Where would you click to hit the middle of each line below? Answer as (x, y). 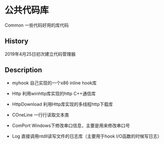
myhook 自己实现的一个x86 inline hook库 (54, 83)
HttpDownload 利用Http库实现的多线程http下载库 (62, 104)
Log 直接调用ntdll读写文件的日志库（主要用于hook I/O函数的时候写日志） (87, 136)
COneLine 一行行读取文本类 (40, 115)
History (17, 41)
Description (23, 70)
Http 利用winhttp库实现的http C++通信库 (54, 93)
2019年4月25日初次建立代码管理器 (40, 54)
